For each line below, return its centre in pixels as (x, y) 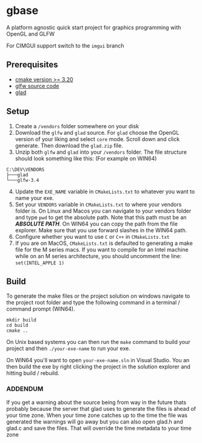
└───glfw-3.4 (23, 180)
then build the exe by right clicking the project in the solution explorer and (99, 367)
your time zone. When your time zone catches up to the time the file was (97, 415)
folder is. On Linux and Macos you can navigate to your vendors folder (103, 211)
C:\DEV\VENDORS (25, 170)
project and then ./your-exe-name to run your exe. (68, 349)
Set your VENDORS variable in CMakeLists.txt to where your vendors (98, 204)
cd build (17, 326)
